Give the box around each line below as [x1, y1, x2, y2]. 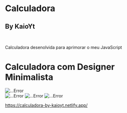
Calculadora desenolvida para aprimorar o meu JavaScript [5, 45, 123, 50]
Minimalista [5, 72, 54, 83]
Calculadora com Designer [5, 62, 115, 73]
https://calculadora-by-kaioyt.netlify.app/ [5, 102, 88, 108]
